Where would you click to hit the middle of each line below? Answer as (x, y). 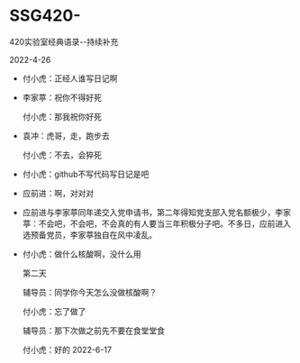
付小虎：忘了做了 (54, 311)
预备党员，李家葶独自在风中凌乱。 (94, 234)
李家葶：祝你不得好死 (62, 97)
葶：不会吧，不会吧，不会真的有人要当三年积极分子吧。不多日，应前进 (153, 223)
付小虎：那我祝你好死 (62, 116)
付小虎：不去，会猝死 (62, 155)
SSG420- (45, 16)
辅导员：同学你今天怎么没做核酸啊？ (90, 292)
